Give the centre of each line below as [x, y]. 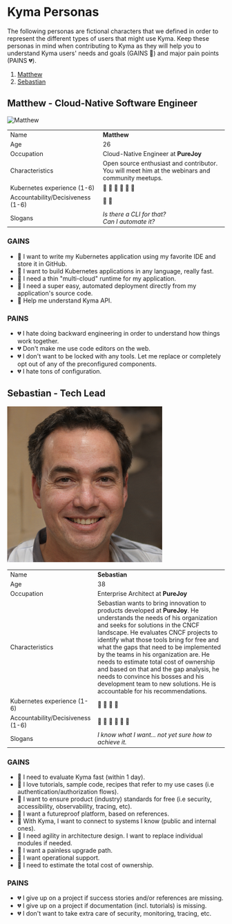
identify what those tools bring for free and [158, 640]
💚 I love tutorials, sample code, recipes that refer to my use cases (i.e [115, 784]
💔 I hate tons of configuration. [59, 372]
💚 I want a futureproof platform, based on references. [93, 814]
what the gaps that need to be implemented [159, 647]
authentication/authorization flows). [68, 791]
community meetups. [133, 178]
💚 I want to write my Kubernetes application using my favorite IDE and [116, 256]
